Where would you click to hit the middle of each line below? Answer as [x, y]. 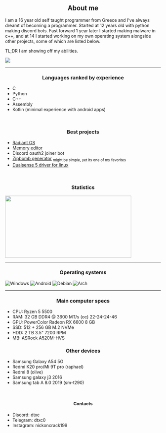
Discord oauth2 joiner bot [38, 153]
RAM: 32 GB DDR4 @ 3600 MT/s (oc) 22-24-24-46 [64, 317]
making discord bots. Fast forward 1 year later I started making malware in [80, 31]
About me [83, 8]
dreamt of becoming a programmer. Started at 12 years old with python [77, 25]
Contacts [83, 403]
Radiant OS [24, 143]
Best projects [83, 132]
